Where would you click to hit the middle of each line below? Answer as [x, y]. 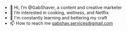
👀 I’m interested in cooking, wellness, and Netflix [59, 13]
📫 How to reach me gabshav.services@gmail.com [61, 23]
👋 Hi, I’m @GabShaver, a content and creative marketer [66, 8]
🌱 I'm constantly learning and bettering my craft [58, 18]
